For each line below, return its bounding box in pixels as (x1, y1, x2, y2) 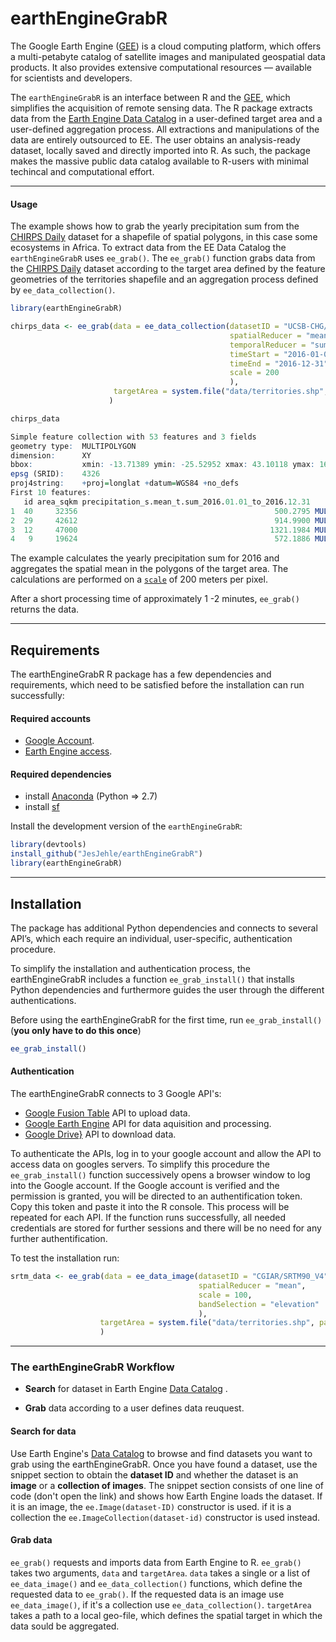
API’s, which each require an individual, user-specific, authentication (10, 932, 293, 944)
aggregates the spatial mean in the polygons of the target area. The (10, 563, 289, 575)
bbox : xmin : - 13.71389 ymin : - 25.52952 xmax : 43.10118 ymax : (10, 460, 315, 470)
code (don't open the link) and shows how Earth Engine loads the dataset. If (10, 1490, 323, 1502)
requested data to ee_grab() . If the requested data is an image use (10, 1588, 285, 1600)
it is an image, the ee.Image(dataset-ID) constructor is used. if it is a (10, 1500, 292, 1512)
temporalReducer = (229, 340, 307, 350)
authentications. (10, 994, 77, 1006)
